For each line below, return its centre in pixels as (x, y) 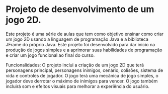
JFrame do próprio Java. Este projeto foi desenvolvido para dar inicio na (80, 44)
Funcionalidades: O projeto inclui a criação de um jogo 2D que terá (75, 65)
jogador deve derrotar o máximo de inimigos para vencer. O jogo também (82, 81)
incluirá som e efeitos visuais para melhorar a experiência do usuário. (78, 86)
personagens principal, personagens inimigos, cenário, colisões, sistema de (85, 70)
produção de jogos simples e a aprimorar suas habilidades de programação (84, 50)
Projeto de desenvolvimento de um (80, 9)
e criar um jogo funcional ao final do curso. (50, 55)
